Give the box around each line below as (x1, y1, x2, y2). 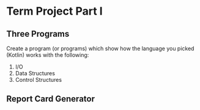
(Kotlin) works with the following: (6, 51, 89, 59)
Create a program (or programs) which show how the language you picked (6, 45, 194, 52)
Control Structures (15, 76, 62, 83)
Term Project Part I (6, 4, 103, 18)
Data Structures (15, 70, 55, 77)
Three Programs (6, 29, 70, 39)
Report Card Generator (6, 94, 95, 105)
